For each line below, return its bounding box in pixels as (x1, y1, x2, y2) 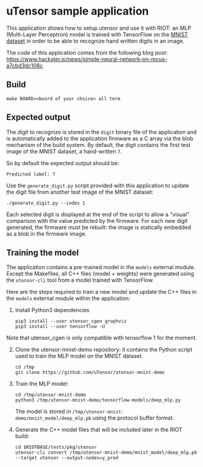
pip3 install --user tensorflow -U (15, 324, 105, 330)
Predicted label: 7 (6, 171, 56, 177)
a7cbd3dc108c (6, 62, 44, 69)
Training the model (6, 247, 79, 257)
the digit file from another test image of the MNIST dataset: (6, 188, 154, 196)
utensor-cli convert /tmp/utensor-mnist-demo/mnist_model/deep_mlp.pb (15, 449, 198, 456)
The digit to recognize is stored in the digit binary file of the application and (6, 128, 197, 135)
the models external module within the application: (6, 295, 130, 302)
